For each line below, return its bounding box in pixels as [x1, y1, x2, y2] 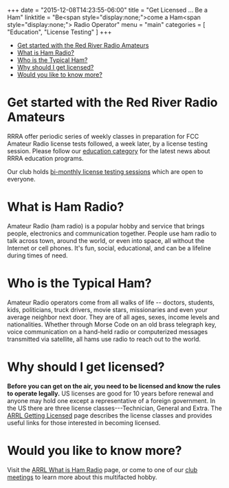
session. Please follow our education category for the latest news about [7, 146, 210, 155]
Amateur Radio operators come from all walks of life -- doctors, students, [7, 298, 215, 306]
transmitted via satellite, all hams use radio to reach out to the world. [7, 335, 201, 343]
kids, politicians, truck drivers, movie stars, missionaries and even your [7, 305, 208, 313]
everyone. [7, 175, 36, 183]
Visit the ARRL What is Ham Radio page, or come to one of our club [7, 465, 198, 474]
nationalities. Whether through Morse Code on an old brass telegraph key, [7, 320, 217, 329]
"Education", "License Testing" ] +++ [7, 28, 112, 36]
